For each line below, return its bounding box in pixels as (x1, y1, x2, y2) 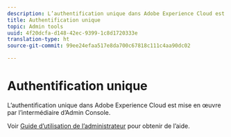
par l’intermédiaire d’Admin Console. (7, 108, 111, 116)
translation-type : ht (7, 36, 70, 43)
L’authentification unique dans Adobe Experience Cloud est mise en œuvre (7, 101, 221, 109)
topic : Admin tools (7, 23, 64, 30)
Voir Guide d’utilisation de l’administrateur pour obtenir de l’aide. (7, 122, 190, 130)
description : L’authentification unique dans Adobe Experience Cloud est (7, 10, 225, 17)
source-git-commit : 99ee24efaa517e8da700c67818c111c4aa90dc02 (7, 42, 191, 49)
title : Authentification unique (7, 17, 101, 24)
